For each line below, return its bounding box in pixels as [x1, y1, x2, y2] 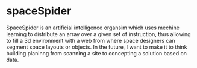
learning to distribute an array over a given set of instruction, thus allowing [6, 30, 191, 37]
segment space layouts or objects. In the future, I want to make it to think [6, 43, 187, 51]
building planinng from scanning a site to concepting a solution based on [6, 49, 187, 57]
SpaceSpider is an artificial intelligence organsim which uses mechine [6, 24, 180, 31]
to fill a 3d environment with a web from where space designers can [6, 37, 176, 44]
